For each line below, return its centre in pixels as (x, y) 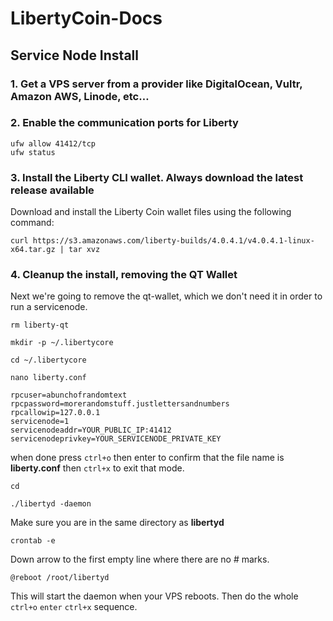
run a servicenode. (49, 307)
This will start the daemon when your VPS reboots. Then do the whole (154, 596)
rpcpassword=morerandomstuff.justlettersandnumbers (120, 404)
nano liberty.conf (48, 378)
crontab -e (33, 541)
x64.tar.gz (33, 250)
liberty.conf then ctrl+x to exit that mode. (97, 468)
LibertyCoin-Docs (86, 18)
